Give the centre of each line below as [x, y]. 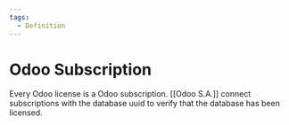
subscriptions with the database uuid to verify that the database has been [145, 104]
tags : [19, 17]
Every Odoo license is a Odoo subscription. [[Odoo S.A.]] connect [130, 94]
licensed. [26, 113]
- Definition [41, 26]
